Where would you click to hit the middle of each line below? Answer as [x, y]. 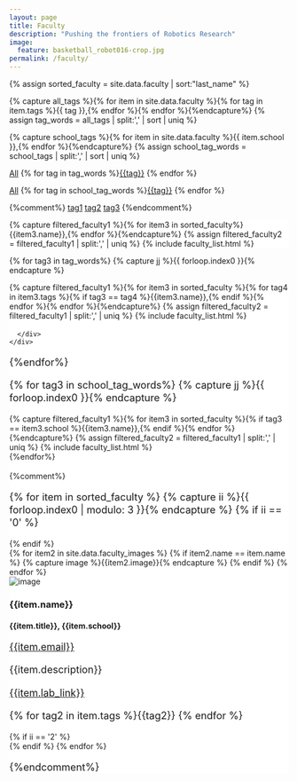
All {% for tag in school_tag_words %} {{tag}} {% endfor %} [117, 190]
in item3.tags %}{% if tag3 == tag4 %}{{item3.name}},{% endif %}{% [137, 297]
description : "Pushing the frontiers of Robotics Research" [123, 34]
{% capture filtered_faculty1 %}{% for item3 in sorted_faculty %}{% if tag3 [146, 419]
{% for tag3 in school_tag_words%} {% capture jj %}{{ [137, 385]
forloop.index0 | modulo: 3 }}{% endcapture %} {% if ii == [145, 510]
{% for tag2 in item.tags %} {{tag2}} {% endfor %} [126, 715]
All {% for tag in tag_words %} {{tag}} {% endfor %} [103, 173]
